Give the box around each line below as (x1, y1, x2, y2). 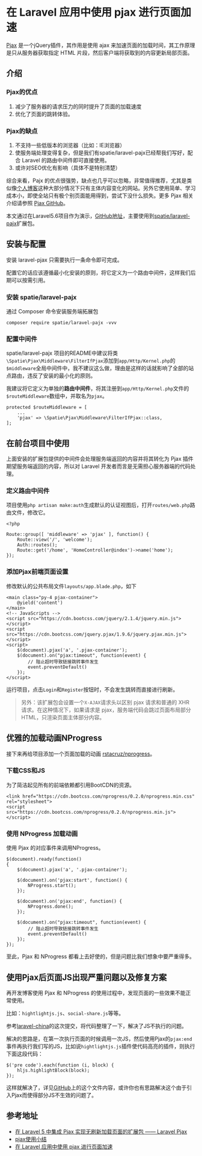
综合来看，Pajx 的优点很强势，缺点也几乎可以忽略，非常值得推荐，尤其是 (6, 177, 187, 184)
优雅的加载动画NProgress (6, 733, 102, 743)
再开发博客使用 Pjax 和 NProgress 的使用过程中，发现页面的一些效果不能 (6, 989, 186, 996)
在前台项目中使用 (6, 438, 70, 448)
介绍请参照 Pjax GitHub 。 (6, 199, 69, 206)
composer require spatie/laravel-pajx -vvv (6, 320, 117, 326)
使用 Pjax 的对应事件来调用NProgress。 (6, 844, 104, 852)
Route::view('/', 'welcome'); (17, 536, 93, 543)
